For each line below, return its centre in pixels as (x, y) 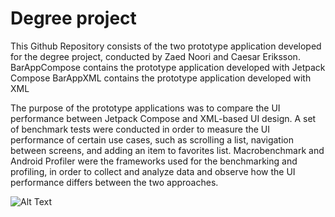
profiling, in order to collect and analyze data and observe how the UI (153, 171)
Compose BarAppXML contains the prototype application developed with (161, 78)
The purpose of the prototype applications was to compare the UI (145, 108)
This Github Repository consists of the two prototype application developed (166, 46)
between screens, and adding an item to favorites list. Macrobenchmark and (167, 150)
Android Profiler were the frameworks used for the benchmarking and (154, 161)
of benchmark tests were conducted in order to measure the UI (140, 129)
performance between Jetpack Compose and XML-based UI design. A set (163, 118)
